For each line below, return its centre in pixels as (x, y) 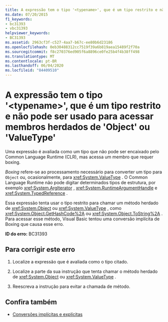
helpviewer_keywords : (28, 33)
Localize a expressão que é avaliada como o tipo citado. (70, 261)
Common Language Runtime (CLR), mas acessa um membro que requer (79, 157)
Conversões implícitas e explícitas (47, 314)
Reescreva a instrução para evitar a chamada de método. (71, 286)
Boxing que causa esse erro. (34, 224)
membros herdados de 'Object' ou (77, 127)
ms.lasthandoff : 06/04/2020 (34, 66)
